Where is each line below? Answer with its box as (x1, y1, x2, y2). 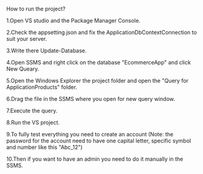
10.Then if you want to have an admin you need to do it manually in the (6, 155, 183, 162)
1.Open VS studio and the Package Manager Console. (6, 17, 141, 24)
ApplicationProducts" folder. (6, 83, 77, 91)
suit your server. (6, 35, 48, 42)
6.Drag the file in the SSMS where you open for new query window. (6, 96, 176, 102)
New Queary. (6, 65, 40, 72)
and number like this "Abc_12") (6, 144, 83, 151)
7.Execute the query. (6, 107, 58, 114)
